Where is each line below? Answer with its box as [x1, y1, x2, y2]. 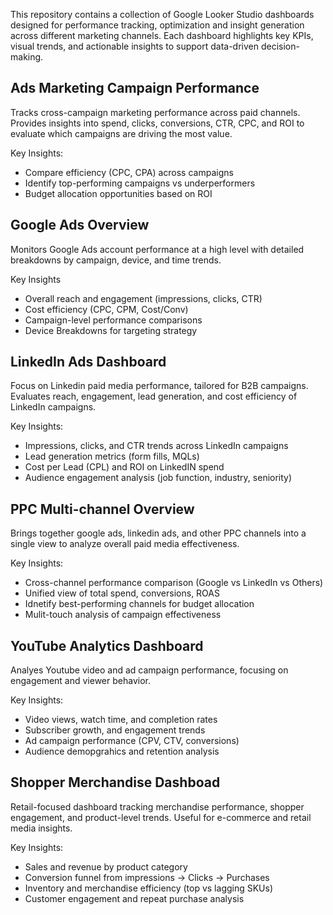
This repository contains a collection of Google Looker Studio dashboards [10, 9, 315, 20]
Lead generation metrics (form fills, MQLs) [24, 450, 200, 463]
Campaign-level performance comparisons [24, 314, 203, 326]
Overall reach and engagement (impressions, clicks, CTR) [24, 292, 263, 304]
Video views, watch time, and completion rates [24, 714, 218, 726]
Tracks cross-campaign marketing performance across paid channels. [10, 106, 301, 118]
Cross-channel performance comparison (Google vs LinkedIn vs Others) [24, 577, 324, 589]
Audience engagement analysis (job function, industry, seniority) [24, 472, 293, 484]
